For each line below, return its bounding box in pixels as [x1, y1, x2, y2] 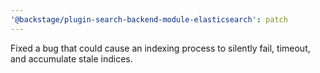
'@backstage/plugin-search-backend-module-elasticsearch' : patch [10, 14, 288, 25]
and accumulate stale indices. [10, 52, 133, 65]
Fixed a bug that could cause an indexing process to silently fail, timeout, [10, 42, 311, 54]
